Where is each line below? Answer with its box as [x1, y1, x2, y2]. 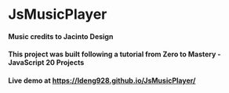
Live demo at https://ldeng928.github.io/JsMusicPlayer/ [8, 76, 196, 85]
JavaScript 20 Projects [8, 58, 85, 67]
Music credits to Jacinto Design [8, 31, 114, 41]
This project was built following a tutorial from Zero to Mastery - [8, 49, 221, 59]
